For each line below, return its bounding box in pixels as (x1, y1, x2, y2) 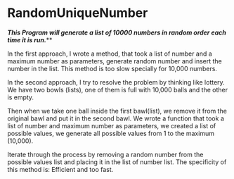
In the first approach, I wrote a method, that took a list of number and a (7, 49, 212, 58)
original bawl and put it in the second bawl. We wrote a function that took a (7, 114, 225, 123)
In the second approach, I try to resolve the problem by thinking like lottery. (7, 78, 225, 86)
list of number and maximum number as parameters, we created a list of (7, 121, 216, 130)
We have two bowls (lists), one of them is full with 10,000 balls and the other (7, 85, 228, 94)
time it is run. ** (7, 35, 53, 44)
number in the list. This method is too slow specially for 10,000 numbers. (7, 64, 218, 73)
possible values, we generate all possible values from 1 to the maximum (7, 129, 214, 137)
